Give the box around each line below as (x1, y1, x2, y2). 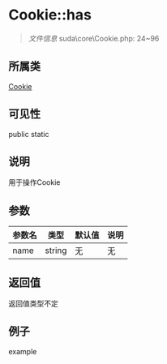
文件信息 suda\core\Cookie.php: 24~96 (28, 33, 160, 43)
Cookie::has (8, 6, 92, 24)
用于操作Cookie (8, 178, 61, 187)
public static (8, 129, 50, 139)
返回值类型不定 (8, 298, 58, 308)
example (8, 346, 37, 356)
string (45, 245, 67, 256)
